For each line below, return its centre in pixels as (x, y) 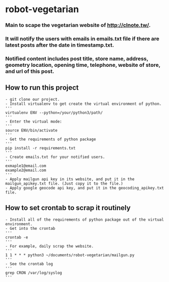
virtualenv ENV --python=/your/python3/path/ (54, 112)
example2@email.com (26, 170)
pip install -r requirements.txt (40, 148)
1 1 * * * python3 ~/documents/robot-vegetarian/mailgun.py (70, 255)
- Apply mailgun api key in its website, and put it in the (70, 179)
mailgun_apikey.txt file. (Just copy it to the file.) (64, 183)
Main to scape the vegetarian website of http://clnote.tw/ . (78, 25)
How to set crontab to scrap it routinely (68, 208)
